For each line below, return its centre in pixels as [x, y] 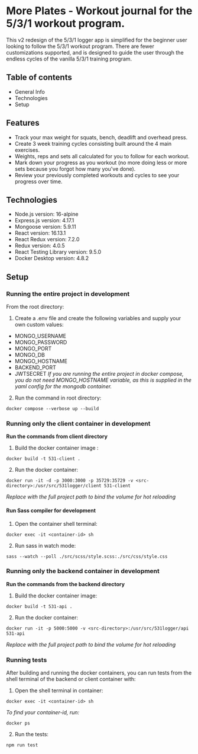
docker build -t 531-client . [43, 459]
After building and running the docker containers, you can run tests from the [99, 673]
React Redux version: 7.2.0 [47, 239]
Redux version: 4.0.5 [40, 246]
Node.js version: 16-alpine [46, 214]
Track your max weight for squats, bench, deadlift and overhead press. [101, 137]
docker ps [18, 723]
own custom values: [39, 325]
